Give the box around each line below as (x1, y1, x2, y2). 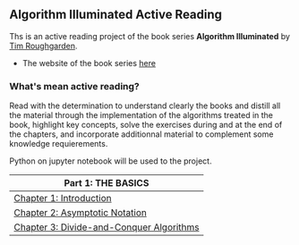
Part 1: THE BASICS (64, 177, 149, 190)
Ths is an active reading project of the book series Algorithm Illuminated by (9, 30, 291, 41)
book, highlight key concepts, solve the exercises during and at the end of (9, 120, 283, 131)
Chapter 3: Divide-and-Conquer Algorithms (13, 221, 200, 233)
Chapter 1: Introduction (13, 192, 112, 205)
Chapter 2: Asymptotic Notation (13, 207, 148, 219)
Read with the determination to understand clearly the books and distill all (9, 100, 281, 111)
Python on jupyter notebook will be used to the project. (9, 156, 212, 166)
